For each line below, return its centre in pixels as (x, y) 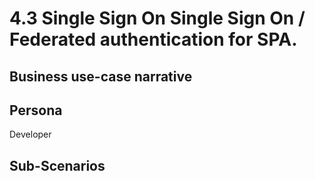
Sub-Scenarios (57, 165)
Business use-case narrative (101, 76)
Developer (30, 134)
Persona (36, 110)
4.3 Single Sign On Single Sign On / (157, 18)
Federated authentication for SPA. (153, 39)
